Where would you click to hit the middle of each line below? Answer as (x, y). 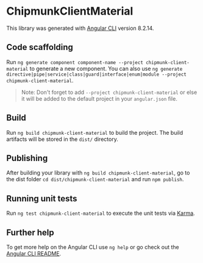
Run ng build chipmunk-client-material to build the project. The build (95, 132)
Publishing (27, 158)
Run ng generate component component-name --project (75, 62)
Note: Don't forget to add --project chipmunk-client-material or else (109, 92)
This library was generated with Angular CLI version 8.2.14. (80, 28)
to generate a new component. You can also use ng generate (106, 68)
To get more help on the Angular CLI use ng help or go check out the (93, 247)
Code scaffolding (40, 47)
